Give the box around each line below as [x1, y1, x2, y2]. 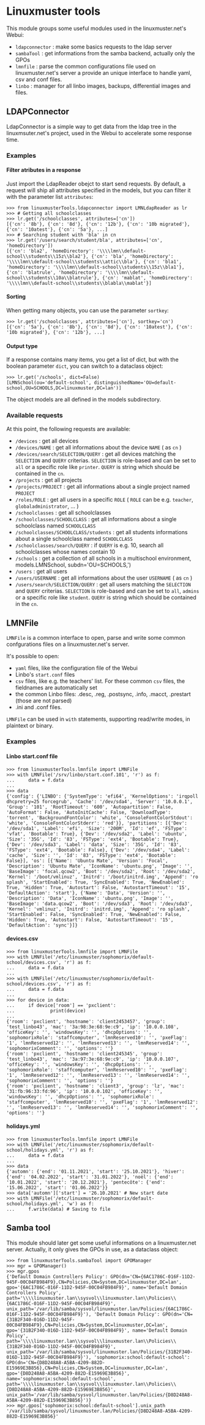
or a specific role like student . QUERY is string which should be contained [15, 594, 197, 601]
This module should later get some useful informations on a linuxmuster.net [6, 1239, 197, 1246]
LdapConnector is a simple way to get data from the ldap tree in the [6, 123, 177, 130]
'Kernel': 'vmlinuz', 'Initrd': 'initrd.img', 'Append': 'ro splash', [6, 906, 190, 912]
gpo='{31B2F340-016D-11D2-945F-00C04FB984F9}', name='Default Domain [6, 1327, 188, 1334]
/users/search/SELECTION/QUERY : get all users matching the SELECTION [15, 580, 192, 588]
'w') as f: [66, 1200, 95, 1207]
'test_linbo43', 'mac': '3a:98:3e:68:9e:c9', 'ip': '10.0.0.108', [6, 1023, 179, 1030]
